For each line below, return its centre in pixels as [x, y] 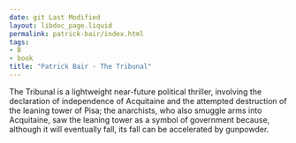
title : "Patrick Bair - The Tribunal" [80, 67]
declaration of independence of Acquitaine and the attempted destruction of [148, 101]
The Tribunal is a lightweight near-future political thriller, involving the [136, 91]
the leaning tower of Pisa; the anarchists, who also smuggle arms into [136, 110]
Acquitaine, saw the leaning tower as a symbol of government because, [140, 119]
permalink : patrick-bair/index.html [76, 34]
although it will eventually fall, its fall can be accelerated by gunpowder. [139, 129]
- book [21, 58]
